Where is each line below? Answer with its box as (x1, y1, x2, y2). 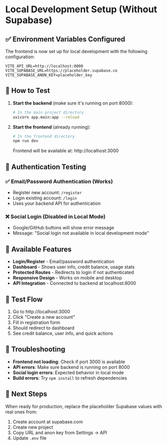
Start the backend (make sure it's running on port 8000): (12, 100, 134, 106)
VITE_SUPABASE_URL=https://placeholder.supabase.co (5, 68, 117, 73)
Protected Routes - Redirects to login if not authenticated (12, 269, 134, 275)
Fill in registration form (12, 319, 60, 325)
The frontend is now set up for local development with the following (5, 49, 148, 54)
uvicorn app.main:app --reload (12, 114, 80, 120)
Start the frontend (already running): (12, 124, 91, 130)
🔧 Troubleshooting (5, 345, 65, 354)
